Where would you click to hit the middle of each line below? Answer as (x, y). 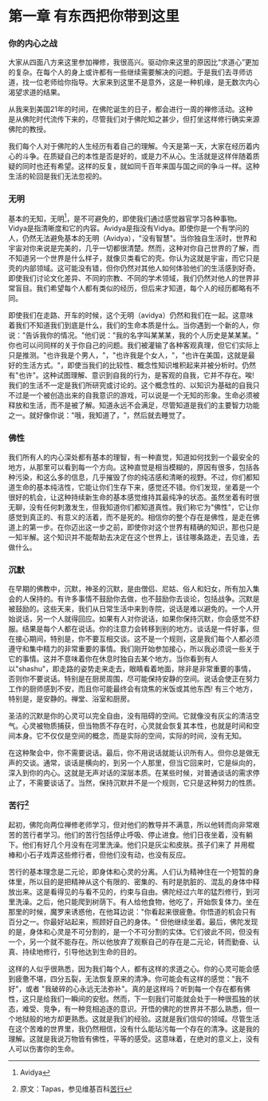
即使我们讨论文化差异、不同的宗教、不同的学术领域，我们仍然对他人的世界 (130, 278)
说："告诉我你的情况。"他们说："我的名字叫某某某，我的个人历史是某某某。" (134, 335)
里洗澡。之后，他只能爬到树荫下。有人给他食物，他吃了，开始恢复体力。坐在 (134, 902)
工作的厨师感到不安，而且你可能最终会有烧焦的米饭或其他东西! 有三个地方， (132, 689)
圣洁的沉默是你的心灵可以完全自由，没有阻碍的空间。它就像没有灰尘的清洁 (130, 716)
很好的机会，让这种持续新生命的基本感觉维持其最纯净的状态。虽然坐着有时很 (134, 497)
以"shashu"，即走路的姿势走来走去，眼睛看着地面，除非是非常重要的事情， (132, 669)
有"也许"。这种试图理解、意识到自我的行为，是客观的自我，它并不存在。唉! (132, 375)
